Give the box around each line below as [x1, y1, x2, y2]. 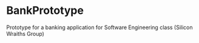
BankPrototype [6, 4, 84, 18]
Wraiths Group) [6, 30, 44, 37]
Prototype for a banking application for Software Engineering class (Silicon [6, 24, 193, 31]
